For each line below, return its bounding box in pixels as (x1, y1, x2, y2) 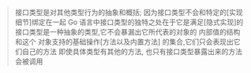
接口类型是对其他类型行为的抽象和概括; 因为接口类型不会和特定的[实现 (14, 8, 244, 16)
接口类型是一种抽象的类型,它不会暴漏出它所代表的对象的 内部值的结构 (14, 27, 241, 36)
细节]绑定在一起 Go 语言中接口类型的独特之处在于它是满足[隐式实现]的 (14, 17, 244, 27)
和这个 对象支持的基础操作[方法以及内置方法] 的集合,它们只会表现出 (14, 37, 234, 46)
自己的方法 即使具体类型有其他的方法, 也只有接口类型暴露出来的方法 (21, 47, 242, 56)
